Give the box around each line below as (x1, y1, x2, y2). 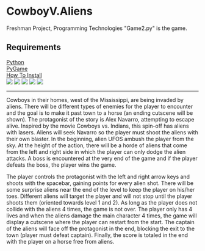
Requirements (6, 42, 61, 53)
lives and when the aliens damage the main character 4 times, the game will (6, 212, 197, 219)
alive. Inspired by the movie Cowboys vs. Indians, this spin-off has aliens (6, 122, 189, 129)
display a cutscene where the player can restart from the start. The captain (6, 218, 195, 225)
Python (6, 58, 24, 65)
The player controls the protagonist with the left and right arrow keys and (6, 173, 190, 180)
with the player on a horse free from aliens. (6, 238, 115, 245)
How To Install (6, 71, 42, 79)
